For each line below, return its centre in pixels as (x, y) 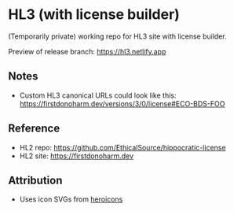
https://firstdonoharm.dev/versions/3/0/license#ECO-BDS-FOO (122, 103)
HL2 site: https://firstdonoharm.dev (77, 156)
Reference (34, 129)
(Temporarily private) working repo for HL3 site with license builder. (117, 36)
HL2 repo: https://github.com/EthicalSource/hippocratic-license (122, 147)
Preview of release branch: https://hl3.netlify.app (87, 51)
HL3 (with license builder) (94, 15)
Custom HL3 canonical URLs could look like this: (98, 95)
